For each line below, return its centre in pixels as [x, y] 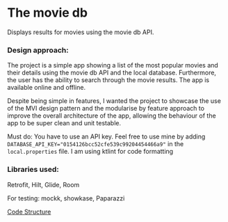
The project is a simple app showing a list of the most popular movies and [113, 65]
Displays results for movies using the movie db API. [81, 32]
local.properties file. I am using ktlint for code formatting [90, 152]
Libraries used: [33, 170]
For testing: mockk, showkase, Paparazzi [66, 198]
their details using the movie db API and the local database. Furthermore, [112, 73]
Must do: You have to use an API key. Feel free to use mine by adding [106, 136]
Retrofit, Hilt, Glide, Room [43, 184]
